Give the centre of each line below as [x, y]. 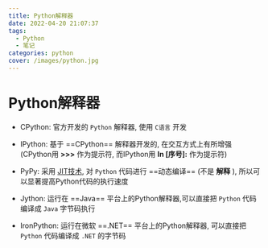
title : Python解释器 [41, 16]
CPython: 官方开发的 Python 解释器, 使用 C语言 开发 [103, 126]
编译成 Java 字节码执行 [58, 208]
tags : [17, 31]
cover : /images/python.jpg [54, 61]
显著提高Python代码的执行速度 [78, 181]
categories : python [41, 53]
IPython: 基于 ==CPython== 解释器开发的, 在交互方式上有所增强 [126, 144]
